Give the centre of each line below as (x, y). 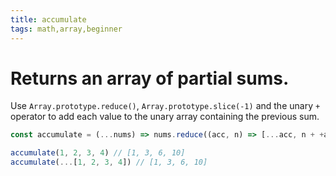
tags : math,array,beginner (66, 29)
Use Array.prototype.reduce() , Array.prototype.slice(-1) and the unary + (165, 106)
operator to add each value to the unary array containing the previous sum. (165, 117)
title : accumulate (48, 19)
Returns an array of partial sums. (150, 78)
